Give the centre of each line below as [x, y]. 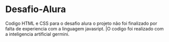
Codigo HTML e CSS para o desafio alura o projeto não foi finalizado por [81, 23]
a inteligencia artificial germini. [37, 34]
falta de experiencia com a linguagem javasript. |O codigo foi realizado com [84, 28]
